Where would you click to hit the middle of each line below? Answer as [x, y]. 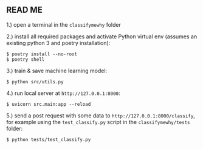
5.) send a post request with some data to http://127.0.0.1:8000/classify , [101, 116]
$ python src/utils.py [35, 81]
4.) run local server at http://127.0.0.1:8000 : [63, 93]
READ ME [24, 10]
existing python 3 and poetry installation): [58, 43]
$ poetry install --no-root [42, 54]
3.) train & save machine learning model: [57, 71]
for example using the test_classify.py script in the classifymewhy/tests [98, 122]
